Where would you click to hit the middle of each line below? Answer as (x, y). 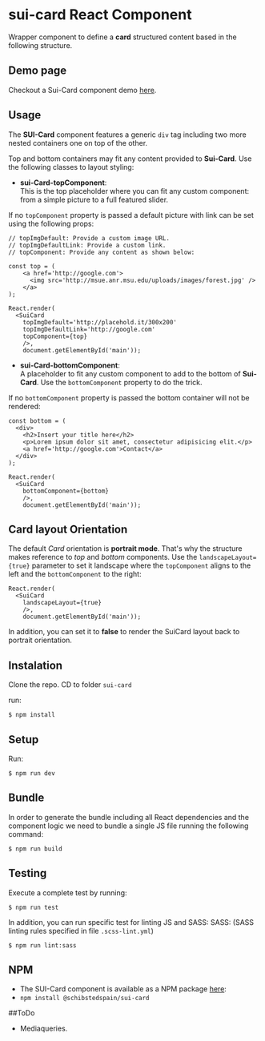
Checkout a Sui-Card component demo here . (82, 90)
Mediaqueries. (44, 1029)
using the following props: (51, 223)
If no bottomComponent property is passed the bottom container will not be (129, 397)
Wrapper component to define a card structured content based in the (123, 37)
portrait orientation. (40, 640)
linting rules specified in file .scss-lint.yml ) (81, 930)
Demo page (38, 71)
